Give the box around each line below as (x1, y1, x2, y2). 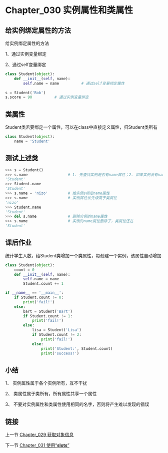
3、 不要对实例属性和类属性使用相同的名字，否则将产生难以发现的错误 (5, 401, 149, 407)
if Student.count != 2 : (31, 332, 81, 337)
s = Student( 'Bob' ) (5, 90, 46, 95)
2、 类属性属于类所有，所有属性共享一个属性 (5, 391, 97, 397)
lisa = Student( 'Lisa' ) (31, 327, 81, 333)
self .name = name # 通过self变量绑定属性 (23, 81, 125, 86)
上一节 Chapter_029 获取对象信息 (5, 431, 74, 438)
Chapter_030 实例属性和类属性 (5, 5, 133, 16)
